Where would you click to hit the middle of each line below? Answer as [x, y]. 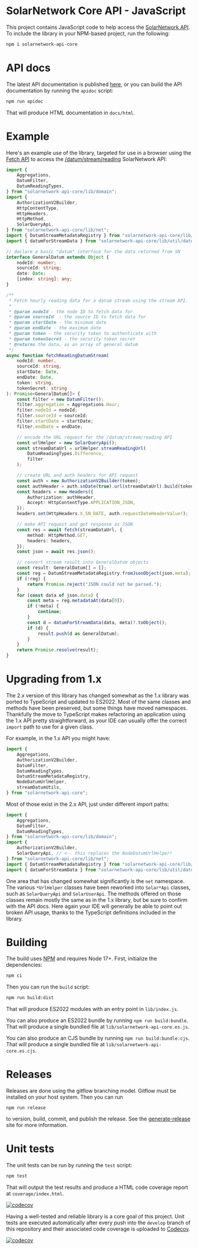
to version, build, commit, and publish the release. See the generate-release [98, 1119]
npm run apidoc [25, 101]
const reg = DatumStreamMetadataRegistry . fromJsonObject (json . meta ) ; [104, 574]
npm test [17, 1176]
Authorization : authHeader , [62, 497]
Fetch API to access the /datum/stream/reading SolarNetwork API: [87, 159]
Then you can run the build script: [48, 987]
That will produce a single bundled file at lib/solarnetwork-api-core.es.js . [98, 1027]
